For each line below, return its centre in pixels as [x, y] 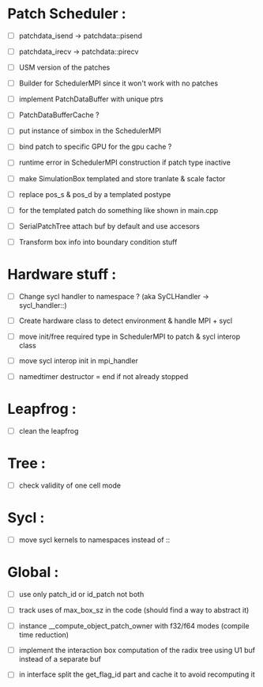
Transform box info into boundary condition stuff [98, 241]
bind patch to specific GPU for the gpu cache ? [95, 146]
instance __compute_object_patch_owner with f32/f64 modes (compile [134, 626]
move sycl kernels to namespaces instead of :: [94, 540]
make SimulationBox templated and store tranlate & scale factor [122, 178]
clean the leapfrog [49, 431]
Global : [33, 573]
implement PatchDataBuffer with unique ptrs [91, 99]
